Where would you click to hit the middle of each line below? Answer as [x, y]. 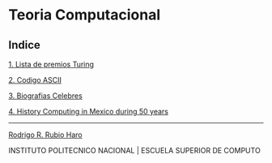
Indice [24, 45]
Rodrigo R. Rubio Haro [45, 135]
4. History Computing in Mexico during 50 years [88, 112]
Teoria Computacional [85, 15]
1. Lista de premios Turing [51, 64]
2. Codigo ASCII [35, 80]
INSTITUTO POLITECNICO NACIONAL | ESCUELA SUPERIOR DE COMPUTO [134, 150]
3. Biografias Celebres [45, 96]
